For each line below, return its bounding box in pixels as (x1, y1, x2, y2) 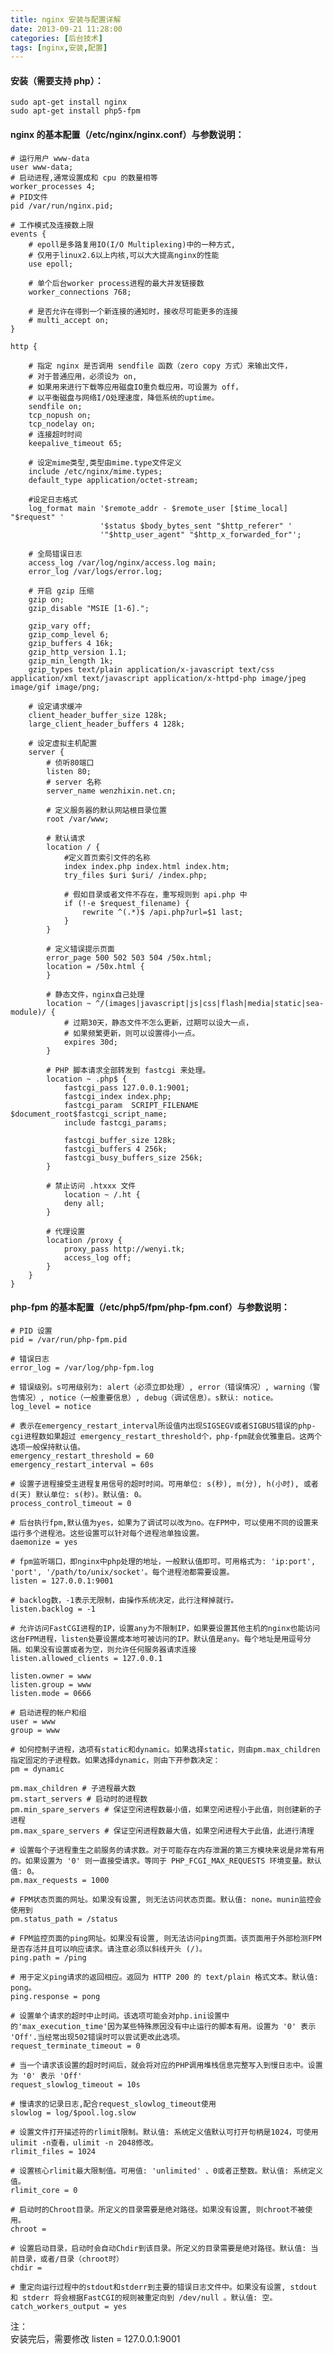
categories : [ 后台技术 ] (10, 33, 103, 43)
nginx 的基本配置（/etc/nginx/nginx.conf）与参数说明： (10, 129, 245, 141)
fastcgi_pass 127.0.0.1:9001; (63, 1082, 190, 1093)
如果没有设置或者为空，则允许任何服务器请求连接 (24, 1644, 197, 1655)
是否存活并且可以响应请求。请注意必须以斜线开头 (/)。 (10, 1944, 208, 1954)
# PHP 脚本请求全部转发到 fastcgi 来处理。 (46, 1065, 211, 1075)
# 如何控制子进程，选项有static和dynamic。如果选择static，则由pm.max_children (10, 1744, 321, 1755)
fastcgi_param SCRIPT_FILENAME (63, 1100, 199, 1110)
